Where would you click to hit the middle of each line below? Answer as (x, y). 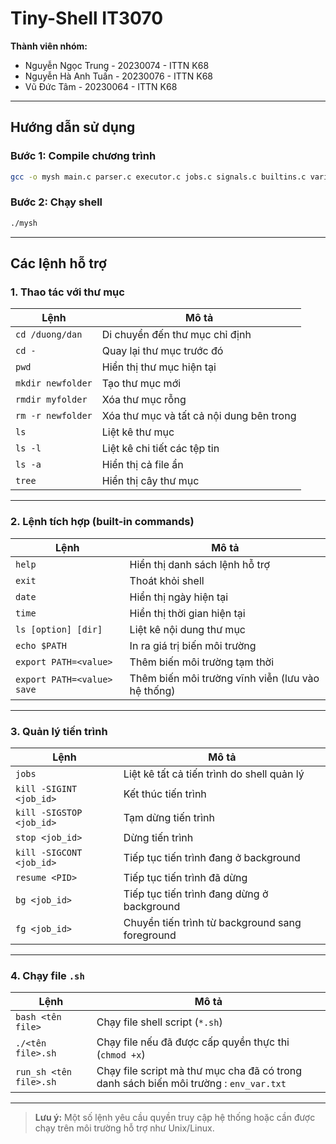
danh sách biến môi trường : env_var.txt (191, 1084)
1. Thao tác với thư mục (67, 292)
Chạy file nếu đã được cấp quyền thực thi (193, 1042)
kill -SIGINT (46, 788)
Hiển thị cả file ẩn (142, 465)
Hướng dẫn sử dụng (73, 127)
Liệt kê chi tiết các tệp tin (160, 449)
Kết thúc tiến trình (165, 794)
